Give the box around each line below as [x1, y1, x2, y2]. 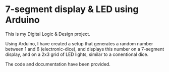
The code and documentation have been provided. [5, 61, 111, 67]
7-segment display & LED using [5, 4, 139, 15]
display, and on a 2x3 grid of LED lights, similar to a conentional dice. [5, 51, 149, 57]
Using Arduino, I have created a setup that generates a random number [5, 40, 153, 46]
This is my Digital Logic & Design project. [5, 31, 91, 37]
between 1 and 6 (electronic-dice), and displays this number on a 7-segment [5, 46, 164, 52]
